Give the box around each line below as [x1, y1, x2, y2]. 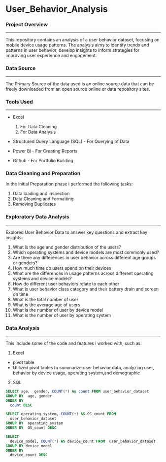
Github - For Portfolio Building [12, 158, 73, 164]
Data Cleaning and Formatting [12, 196, 74, 202]
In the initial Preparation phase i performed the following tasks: [5, 181, 133, 187]
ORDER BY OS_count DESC [5, 426, 57, 430]
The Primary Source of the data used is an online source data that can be [5, 80, 154, 87]
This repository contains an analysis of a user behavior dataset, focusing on [5, 37, 160, 43]
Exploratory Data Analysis [5, 213, 69, 220]
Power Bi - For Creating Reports [12, 148, 78, 154]
